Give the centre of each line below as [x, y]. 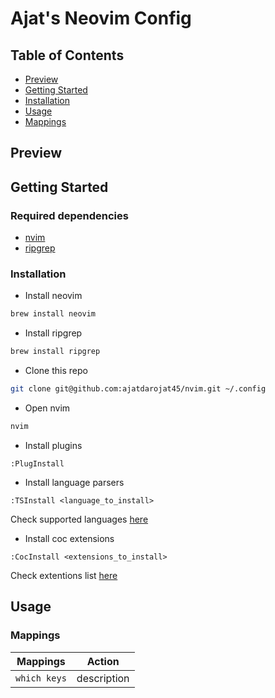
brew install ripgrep [55, 352]
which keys [41, 678]
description [103, 678]
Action [103, 661]
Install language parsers [74, 482]
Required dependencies [69, 215]
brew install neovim [53, 314]
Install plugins [53, 445]
